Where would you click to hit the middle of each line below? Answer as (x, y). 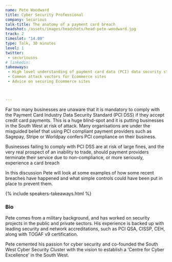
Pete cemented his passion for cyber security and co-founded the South (82, 244)
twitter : (15, 53)
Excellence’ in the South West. (37, 255)
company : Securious (26, 19)
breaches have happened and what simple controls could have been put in (84, 178)
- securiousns (23, 58)
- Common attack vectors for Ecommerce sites (57, 77)
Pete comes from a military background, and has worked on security (78, 218)
